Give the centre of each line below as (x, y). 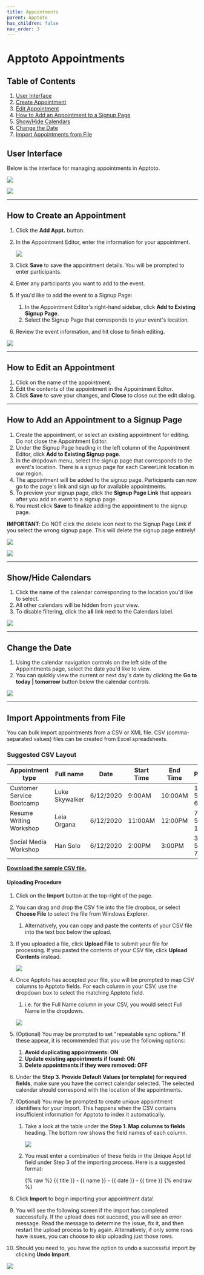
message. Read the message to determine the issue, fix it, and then (100, 1223)
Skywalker (69, 800)
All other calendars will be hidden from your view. (77, 605)
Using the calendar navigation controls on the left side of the (91, 663)
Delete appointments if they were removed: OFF (86, 1065)
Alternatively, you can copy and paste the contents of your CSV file (108, 925)
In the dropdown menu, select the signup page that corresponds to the (104, 460)
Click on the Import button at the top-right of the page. (84, 896)
